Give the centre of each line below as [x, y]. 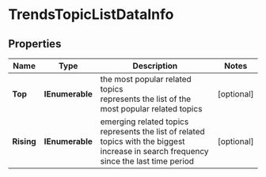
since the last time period [147, 161]
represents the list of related [153, 132]
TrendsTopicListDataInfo [91, 15]
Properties [35, 44]
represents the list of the [146, 99]
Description [155, 66]
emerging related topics [144, 122]
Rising [25, 141]
